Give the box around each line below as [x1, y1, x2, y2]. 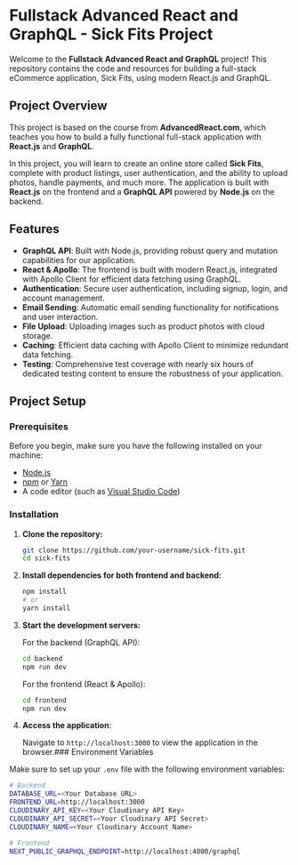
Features [9, 221, 60, 236]
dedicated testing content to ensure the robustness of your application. [21, 368, 284, 379]
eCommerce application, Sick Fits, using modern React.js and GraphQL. [9, 72, 272, 83]
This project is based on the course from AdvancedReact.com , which [9, 122, 267, 132]
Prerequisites [9, 420, 68, 432]
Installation [9, 509, 60, 521]
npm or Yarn [21, 477, 68, 487]
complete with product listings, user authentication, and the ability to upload [9, 167, 288, 178]
